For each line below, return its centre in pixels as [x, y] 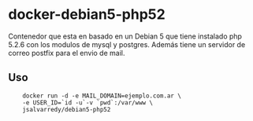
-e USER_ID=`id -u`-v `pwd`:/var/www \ [88, 103]
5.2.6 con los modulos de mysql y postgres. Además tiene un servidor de [127, 44]
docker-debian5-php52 [87, 15]
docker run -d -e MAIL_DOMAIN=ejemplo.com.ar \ [102, 96]
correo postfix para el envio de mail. [67, 53]
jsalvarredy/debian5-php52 [67, 109]
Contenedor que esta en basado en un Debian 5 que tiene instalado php [125, 36]
